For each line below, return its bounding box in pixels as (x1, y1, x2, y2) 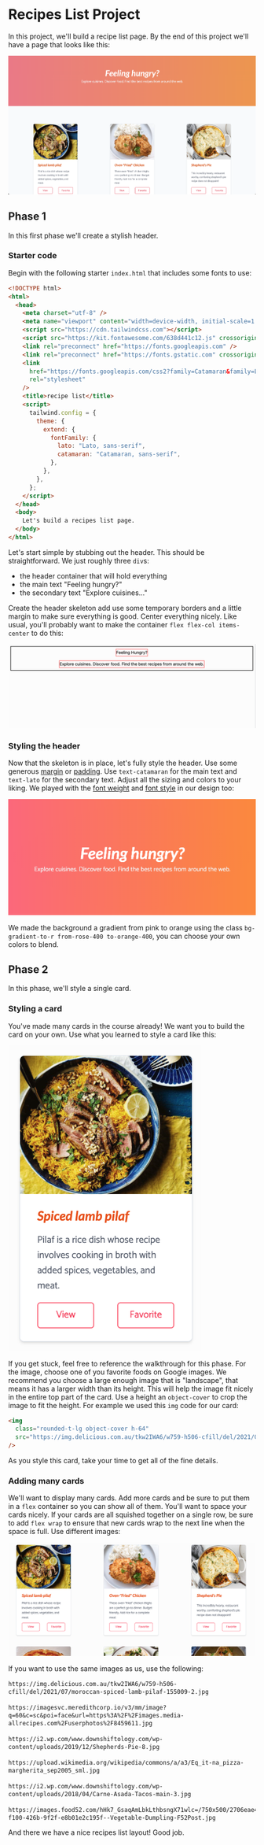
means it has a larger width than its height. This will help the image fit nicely (8, 1384, 254, 1393)
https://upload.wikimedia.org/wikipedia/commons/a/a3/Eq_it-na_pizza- (8, 1759, 244, 1767)
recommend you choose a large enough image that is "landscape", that (8, 1375, 238, 1385)
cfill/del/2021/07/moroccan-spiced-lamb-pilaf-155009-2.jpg (8, 1688, 210, 1696)
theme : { (36, 417, 65, 425)
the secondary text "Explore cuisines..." (19, 588, 148, 597)
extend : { (42, 425, 76, 434)
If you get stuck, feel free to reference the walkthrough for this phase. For (8, 1359, 246, 1368)
